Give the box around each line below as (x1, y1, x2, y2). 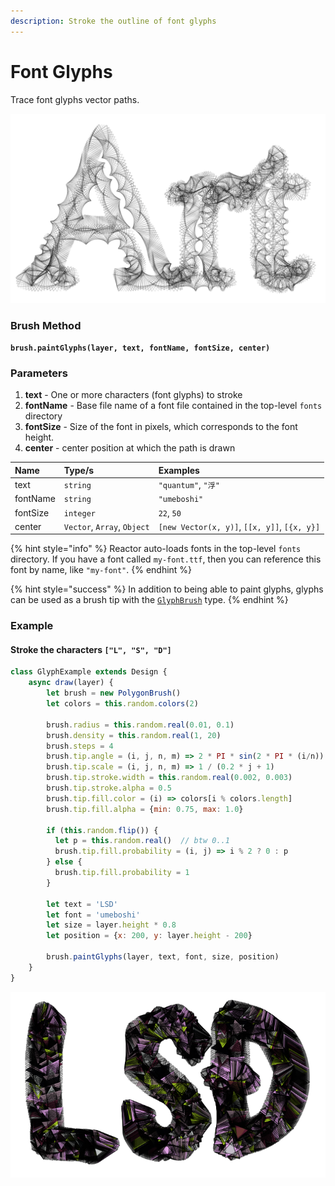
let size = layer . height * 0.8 (46, 920, 177, 930)
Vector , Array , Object (63, 520, 150, 532)
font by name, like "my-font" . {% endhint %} (10, 564, 193, 576)
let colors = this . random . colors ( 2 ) (46, 699, 199, 709)
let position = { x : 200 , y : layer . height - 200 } (46, 931, 253, 941)
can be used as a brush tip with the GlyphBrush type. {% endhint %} (10, 594, 289, 606)
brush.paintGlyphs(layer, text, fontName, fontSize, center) (10, 343, 271, 354)
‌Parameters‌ (10, 366, 68, 380)
